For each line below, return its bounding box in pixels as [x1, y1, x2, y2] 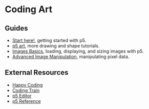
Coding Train [12, 87, 40, 93]
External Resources [5, 68, 69, 77]
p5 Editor [12, 93, 32, 99]
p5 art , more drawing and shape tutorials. [12, 43, 100, 49]
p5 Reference [12, 98, 41, 104]
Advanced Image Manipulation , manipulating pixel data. [12, 53, 130, 60]
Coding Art [5, 4, 52, 15]
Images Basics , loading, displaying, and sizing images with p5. [12, 48, 144, 54]
